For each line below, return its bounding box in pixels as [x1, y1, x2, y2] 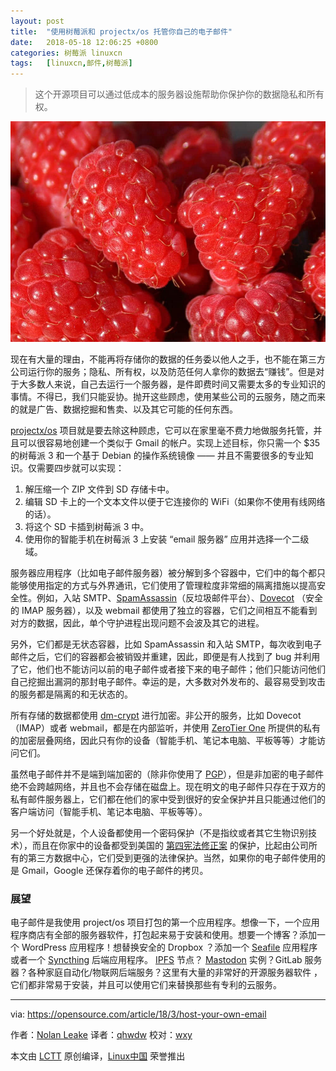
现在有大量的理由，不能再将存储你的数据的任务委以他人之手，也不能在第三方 [10, 353, 326, 365]
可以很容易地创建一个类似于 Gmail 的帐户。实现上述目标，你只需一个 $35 [18, 436, 321, 449]
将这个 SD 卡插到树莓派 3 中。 [24, 520, 150, 532]
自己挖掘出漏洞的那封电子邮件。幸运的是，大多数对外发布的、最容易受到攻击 [10, 675, 326, 687]
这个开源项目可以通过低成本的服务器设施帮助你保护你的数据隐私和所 [34, 88, 316, 100]
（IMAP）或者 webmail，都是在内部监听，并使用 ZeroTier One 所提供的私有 [10, 721, 321, 734]
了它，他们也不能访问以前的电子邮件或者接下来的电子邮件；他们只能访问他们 [10, 663, 326, 675]
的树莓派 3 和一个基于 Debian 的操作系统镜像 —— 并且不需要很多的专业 [10, 449, 305, 461]
